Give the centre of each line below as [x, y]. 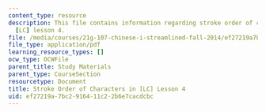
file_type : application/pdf [55, 45]
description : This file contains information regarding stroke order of [131, 23]
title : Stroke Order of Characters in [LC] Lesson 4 [97, 89]
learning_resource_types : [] [56, 52]
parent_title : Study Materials [60, 67]
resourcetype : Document [47, 81]
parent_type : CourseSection [55, 74]
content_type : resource [47, 15]
